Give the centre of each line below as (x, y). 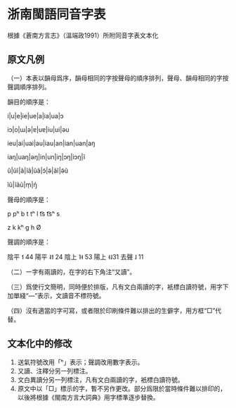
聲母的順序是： (29, 199)
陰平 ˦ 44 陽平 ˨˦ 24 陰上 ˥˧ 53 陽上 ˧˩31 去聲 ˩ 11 (76, 256)
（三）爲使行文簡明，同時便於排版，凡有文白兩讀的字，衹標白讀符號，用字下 (118, 287)
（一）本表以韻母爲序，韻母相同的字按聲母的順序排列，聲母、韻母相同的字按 (118, 78)
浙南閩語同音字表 (57, 14)
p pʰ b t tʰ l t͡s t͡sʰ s (34, 214)
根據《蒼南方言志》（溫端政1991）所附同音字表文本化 (83, 35)
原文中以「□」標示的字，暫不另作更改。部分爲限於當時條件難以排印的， (122, 388)
